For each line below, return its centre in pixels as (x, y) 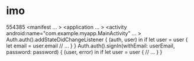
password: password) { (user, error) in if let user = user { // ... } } (84, 52)
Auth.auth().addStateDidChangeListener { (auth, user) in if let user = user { (97, 39)
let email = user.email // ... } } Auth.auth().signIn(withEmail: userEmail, (90, 46)
